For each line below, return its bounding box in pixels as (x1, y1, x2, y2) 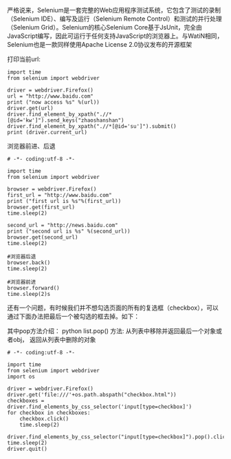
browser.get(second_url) (7, 234, 78, 241)
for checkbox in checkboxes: (7, 409, 91, 416)
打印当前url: (7, 55, 41, 63)
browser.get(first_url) (7, 204, 76, 211)
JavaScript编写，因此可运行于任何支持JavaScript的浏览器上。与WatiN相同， (7, 32, 223, 40)
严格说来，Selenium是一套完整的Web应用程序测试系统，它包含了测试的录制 (7, 6, 221, 14)
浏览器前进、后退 (7, 142, 56, 150)
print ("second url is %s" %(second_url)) (7, 228, 131, 235)
